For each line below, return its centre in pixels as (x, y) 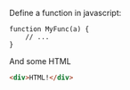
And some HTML (40, 61)
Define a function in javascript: (65, 13)
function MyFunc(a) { (49, 29)
